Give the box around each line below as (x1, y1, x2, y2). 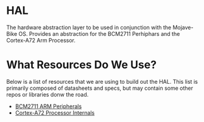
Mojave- (172, 24, 194, 31)
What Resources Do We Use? (6, 58, 157, 72)
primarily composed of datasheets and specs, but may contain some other (6, 84, 194, 92)
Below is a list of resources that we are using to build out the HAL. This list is (6, 78, 198, 85)
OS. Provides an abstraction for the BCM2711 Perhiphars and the (18, 30, 180, 37)
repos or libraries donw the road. (6, 90, 89, 98)
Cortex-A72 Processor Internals (15, 109, 95, 116)
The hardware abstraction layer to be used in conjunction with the (6, 24, 172, 31)
